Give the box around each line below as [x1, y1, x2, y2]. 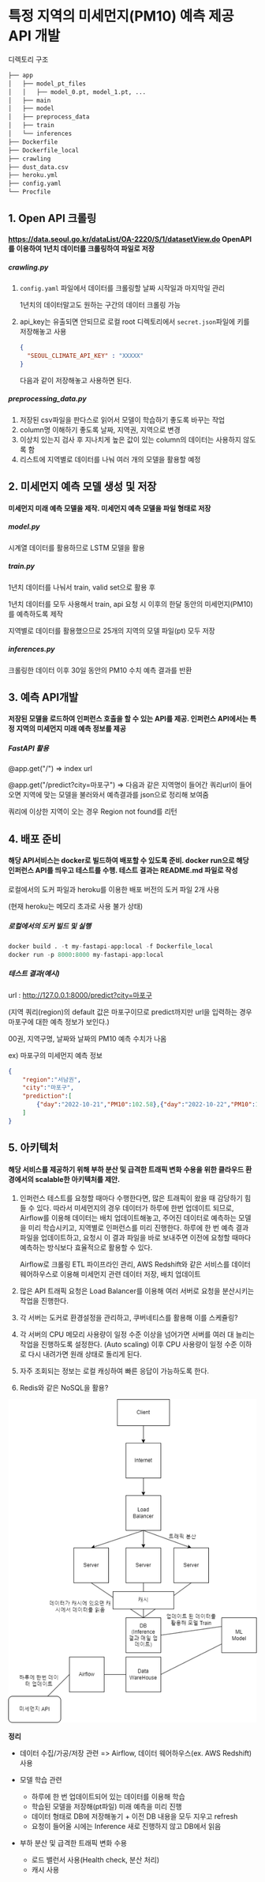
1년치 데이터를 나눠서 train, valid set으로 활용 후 [8, 582, 156, 592]
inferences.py [8, 645, 55, 654]
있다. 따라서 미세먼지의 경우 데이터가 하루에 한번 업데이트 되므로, [36, 1203, 234, 1213]
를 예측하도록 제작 [8, 609, 63, 619]
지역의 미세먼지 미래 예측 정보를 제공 [16, 724, 126, 733]
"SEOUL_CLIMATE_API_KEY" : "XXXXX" [27, 352, 144, 359]
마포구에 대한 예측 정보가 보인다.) [8, 1017, 110, 1026]
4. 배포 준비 [8, 832, 62, 845]
